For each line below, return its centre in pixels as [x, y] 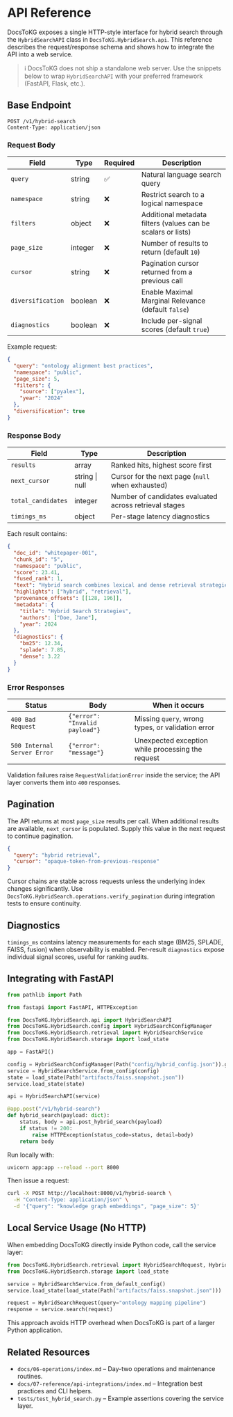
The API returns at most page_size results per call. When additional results [113, 821]
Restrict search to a [173, 195]
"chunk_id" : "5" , [38, 559]
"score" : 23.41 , [37, 572]
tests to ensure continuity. [44, 903]
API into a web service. [40, 54]
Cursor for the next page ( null [160, 477]
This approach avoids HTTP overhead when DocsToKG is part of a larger [111, 1323]
